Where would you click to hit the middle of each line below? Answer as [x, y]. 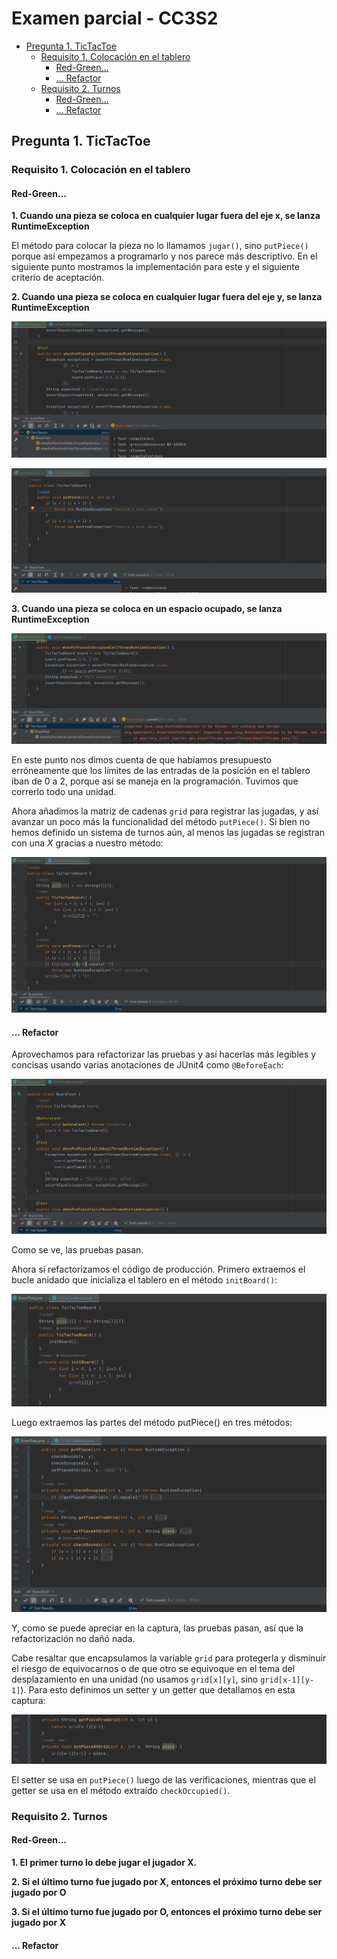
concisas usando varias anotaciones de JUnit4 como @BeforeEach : [147, 1065]
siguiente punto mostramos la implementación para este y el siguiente [155, 267]
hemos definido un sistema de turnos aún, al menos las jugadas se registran [168, 832]
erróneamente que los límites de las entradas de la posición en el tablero [161, 770]
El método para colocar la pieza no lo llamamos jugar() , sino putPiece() [160, 246]
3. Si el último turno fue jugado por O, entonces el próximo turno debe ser [167, 1912]
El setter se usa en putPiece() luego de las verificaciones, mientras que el [163, 1779]
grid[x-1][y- [287, 1680]
